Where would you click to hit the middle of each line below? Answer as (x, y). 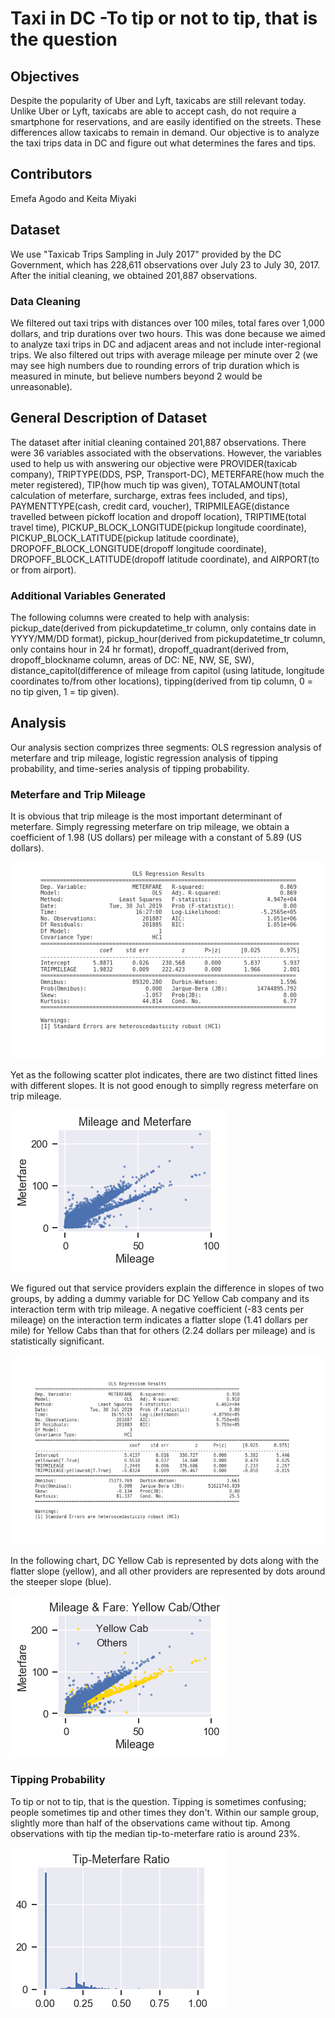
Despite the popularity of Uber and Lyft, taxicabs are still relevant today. (158, 100)
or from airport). (43, 569)
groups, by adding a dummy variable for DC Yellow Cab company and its (160, 1299)
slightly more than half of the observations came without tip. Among (150, 1823)
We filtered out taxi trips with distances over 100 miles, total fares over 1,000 (167, 323)
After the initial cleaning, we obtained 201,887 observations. (134, 275)
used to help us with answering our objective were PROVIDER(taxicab (154, 463)
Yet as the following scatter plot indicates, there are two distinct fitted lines (164, 1075)
